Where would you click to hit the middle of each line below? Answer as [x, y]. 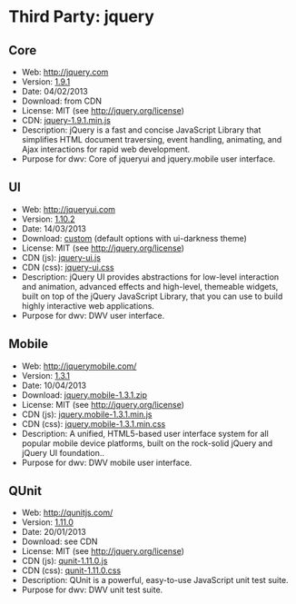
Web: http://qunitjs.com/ [67, 513]
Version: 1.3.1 [45, 375]
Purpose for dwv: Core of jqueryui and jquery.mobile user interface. [148, 159]
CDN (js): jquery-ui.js [61, 257]
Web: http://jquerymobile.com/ [79, 366]
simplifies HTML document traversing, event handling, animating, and [152, 139]
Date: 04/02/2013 [54, 91]
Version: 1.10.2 [48, 219]
